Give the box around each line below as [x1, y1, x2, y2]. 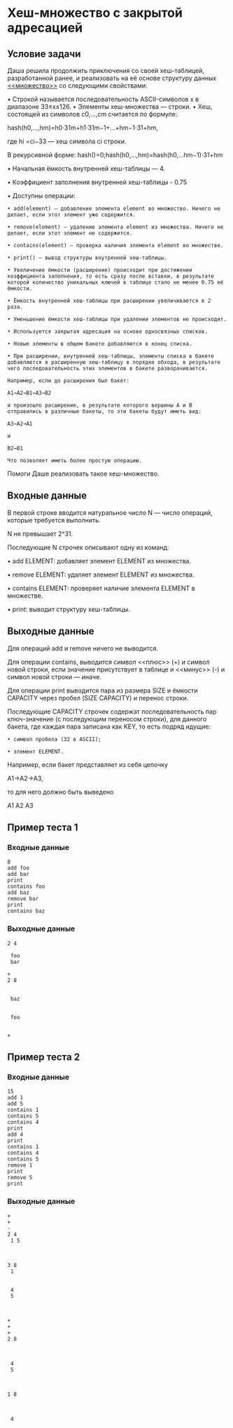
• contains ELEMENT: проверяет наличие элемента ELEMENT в [7, 584, 195, 592]
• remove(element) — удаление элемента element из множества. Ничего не [7, 223, 224, 230]
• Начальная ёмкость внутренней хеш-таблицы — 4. [7, 164, 166, 173]
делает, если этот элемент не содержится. [7, 230, 133, 237]
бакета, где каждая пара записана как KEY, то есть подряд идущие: [7, 722, 211, 731]
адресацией [7, 20, 83, 36]
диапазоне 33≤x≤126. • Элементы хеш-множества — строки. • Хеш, [7, 103, 213, 110]
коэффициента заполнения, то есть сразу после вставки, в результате [7, 273, 215, 280]
